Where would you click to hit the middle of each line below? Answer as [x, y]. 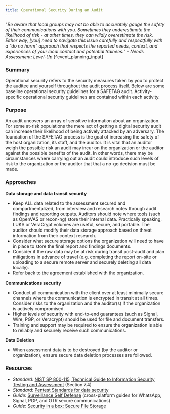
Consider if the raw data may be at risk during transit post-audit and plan [89, 251]
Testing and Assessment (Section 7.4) [52, 384]
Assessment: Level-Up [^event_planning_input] [54, 57]
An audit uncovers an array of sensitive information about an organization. [82, 121]
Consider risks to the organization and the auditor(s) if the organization [87, 303]
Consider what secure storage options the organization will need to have [88, 241]
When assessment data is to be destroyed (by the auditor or [75, 350]
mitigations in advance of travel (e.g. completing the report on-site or [84, 257]
